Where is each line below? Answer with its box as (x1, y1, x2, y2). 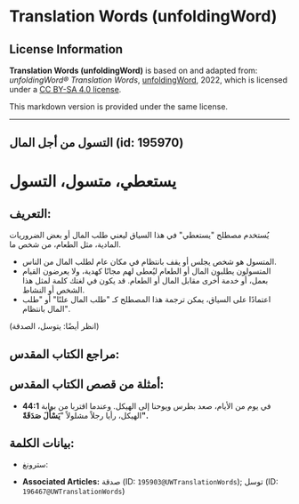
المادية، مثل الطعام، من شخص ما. (9, 239, 122, 250)
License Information (9, 42, 123, 57)
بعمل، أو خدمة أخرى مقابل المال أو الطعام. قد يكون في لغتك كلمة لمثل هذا (21, 276, 269, 286)
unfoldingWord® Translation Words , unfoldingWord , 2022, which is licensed (9, 75, 287, 85)
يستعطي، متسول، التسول (9, 171, 177, 191)
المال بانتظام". (21, 304, 70, 315)
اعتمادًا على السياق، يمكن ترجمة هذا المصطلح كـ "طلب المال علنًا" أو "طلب (21, 294, 271, 305)
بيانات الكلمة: (9, 436, 75, 451)
